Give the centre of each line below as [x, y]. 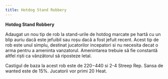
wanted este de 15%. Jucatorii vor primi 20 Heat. [56, 71]
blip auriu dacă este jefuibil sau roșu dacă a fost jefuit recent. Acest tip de [82, 39]
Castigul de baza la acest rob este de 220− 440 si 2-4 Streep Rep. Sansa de [84, 65]
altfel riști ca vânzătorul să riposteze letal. [49, 56]
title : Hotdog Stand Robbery [36, 10]
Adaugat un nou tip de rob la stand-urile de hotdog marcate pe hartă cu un [83, 34]
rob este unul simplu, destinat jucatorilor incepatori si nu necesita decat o [82, 45]
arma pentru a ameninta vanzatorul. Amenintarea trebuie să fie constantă [81, 50]
